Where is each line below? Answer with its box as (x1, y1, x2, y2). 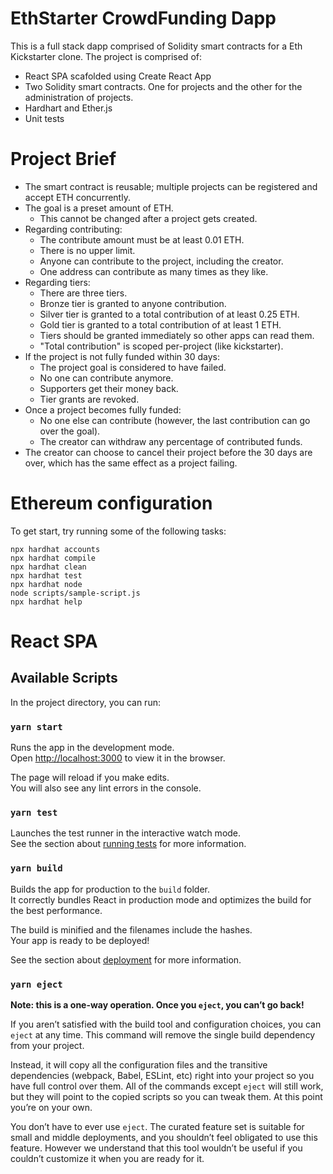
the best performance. (10, 904, 103, 916)
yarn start (10, 721, 63, 732)
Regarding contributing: (24, 223, 123, 235)
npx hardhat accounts (10, 544, 101, 554)
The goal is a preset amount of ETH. (24, 202, 174, 214)
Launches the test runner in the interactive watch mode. (10, 827, 242, 839)
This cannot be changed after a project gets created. (39, 212, 258, 224)
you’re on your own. (10, 1102, 93, 1113)
